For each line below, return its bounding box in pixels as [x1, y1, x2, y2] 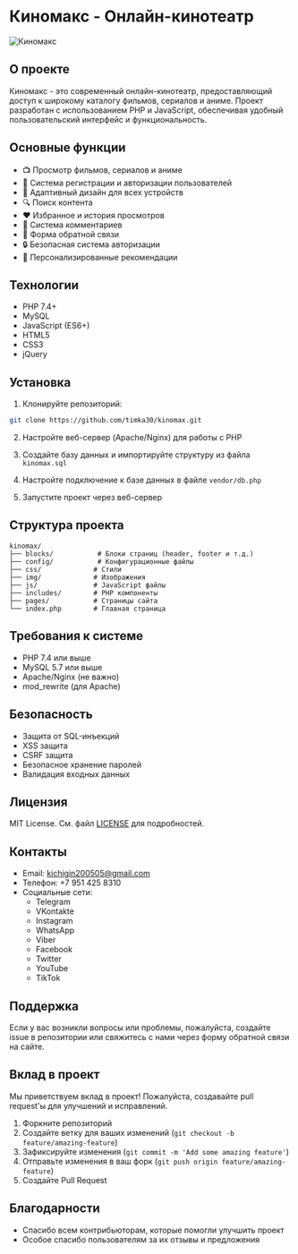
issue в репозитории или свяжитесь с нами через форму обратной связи [9, 1031, 290, 1042]
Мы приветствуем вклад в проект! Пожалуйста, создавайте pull [9, 1090, 254, 1102]
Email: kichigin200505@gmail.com [21, 868, 150, 879]
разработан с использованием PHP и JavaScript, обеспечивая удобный [9, 105, 284, 115]
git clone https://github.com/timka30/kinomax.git [9, 416, 202, 425]
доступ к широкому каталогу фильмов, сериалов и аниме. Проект [9, 95, 264, 106]
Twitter [35, 953, 63, 964]
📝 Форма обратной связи [21, 228, 119, 239]
